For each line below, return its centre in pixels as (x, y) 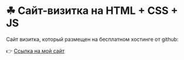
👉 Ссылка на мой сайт (35, 51)
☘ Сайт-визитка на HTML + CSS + (92, 11)
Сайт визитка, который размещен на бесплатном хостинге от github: (92, 39)
